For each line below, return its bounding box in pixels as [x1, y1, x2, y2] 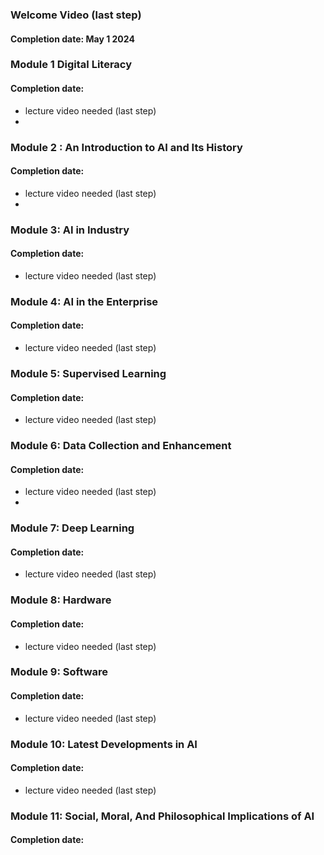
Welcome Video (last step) [10, 8, 142, 22]
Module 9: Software [10, 665, 109, 679]
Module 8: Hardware [10, 593, 112, 607]
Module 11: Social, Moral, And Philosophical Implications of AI [10, 809, 315, 823]
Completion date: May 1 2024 [10, 33, 135, 45]
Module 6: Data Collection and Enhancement [10, 439, 232, 453]
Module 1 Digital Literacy [10, 58, 133, 72]
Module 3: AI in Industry [10, 223, 130, 237]
